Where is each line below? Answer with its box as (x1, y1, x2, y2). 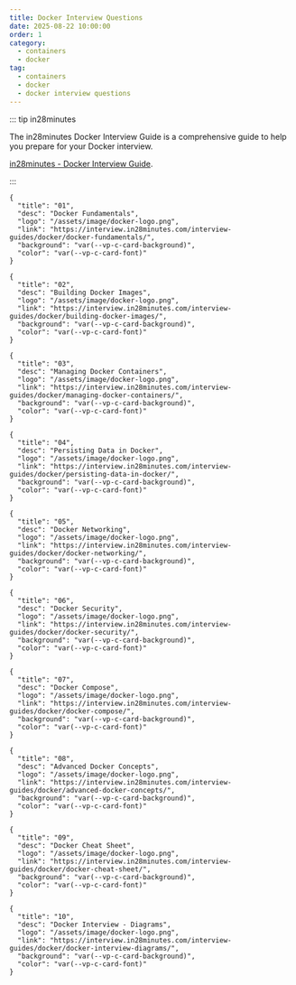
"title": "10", (17, 912, 75, 921)
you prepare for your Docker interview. (9, 141, 153, 152)
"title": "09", (17, 832, 75, 842)
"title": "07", (17, 674, 75, 684)
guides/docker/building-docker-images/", (9, 311, 168, 321)
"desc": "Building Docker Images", (17, 288, 152, 297)
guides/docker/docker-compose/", (9, 706, 135, 716)
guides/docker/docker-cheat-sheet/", (9, 864, 152, 874)
